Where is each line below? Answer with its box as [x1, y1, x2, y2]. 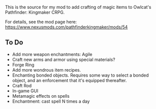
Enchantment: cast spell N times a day [12, 98, 90, 104]
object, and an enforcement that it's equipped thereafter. [12, 77, 127, 83]
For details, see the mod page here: [5, 19, 77, 25]
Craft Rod [12, 82, 32, 88]
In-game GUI [12, 88, 38, 94]
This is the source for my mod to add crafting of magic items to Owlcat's [5, 4, 152, 10]
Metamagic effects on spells [12, 93, 70, 99]
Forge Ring [12, 61, 34, 68]
